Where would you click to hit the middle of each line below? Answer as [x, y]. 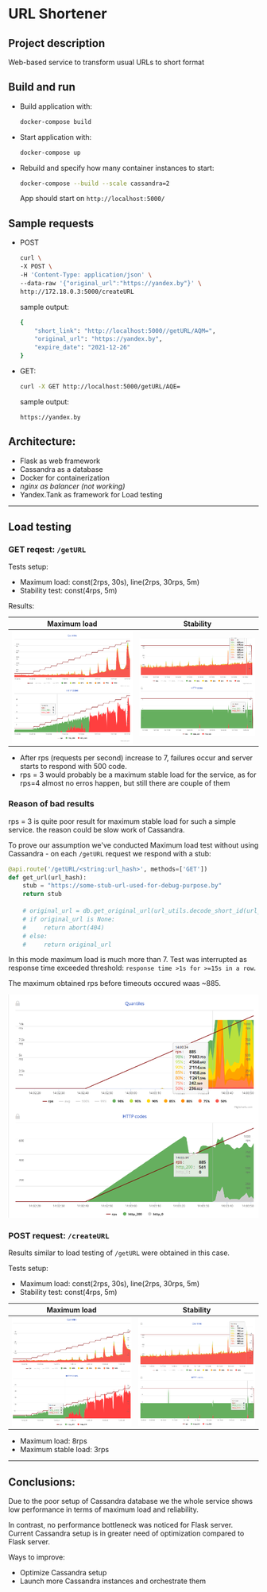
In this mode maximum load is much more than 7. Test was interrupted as [128, 960]
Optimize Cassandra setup [63, 1573]
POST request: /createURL [59, 1236]
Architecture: [42, 442]
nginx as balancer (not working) [72, 486]
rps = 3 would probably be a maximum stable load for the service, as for [138, 775]
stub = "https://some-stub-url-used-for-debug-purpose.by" [122, 886]
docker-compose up [50, 153]
